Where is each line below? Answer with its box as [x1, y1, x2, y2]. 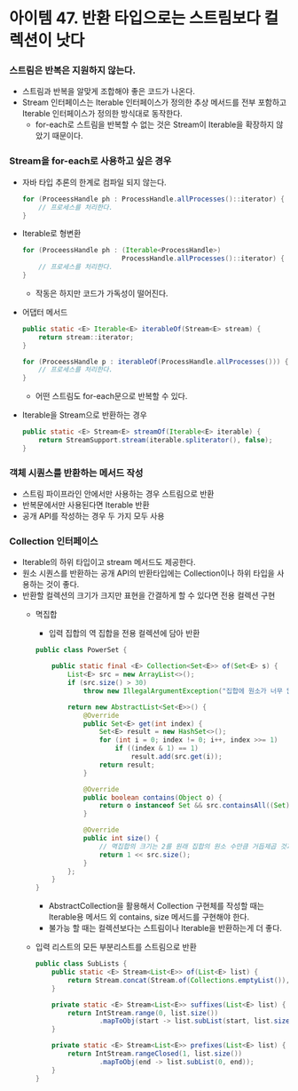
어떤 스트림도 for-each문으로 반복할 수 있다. [35, 391, 188, 402]
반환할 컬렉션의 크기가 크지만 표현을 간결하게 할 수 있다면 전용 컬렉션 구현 [21, 590, 276, 601]
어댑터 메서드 [21, 307, 68, 317]
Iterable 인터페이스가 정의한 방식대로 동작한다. [21, 108, 184, 119]
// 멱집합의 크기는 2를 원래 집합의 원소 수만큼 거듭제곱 [98, 841, 277, 851]
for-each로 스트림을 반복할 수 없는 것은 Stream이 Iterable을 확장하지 [35, 119, 275, 130]
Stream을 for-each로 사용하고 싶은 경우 [9, 155, 172, 167]
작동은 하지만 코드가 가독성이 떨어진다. [35, 288, 169, 299]
